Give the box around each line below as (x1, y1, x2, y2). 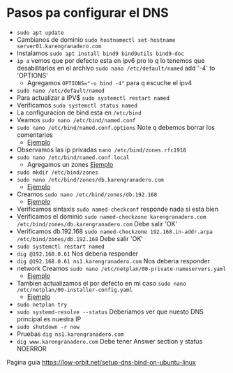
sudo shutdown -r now (16, 323, 80, 330)
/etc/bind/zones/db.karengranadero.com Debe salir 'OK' (16, 219, 178, 228)
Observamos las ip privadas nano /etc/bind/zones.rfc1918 (16, 145, 186, 154)
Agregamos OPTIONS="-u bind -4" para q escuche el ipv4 (27, 78, 193, 87)
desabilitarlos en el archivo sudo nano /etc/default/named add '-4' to (16, 64, 216, 72)
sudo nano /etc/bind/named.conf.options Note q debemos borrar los (16, 123, 216, 131)
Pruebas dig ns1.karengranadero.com (16, 330, 124, 338)
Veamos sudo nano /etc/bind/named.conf (16, 115, 136, 124)
